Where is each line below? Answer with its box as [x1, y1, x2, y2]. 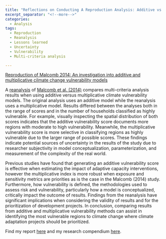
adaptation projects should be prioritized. [5, 218, 90, 225]
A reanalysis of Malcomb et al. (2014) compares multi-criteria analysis [5, 87, 149, 93]
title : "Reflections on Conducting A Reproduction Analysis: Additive [5, 7, 155, 12]
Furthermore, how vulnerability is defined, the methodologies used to [5, 181, 148, 187]
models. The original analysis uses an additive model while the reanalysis [5, 97, 156, 103]
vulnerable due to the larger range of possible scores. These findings [5, 134, 148, 140]
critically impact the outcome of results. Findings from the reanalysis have [5, 192, 158, 198]
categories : [5, 16, 30, 21]
